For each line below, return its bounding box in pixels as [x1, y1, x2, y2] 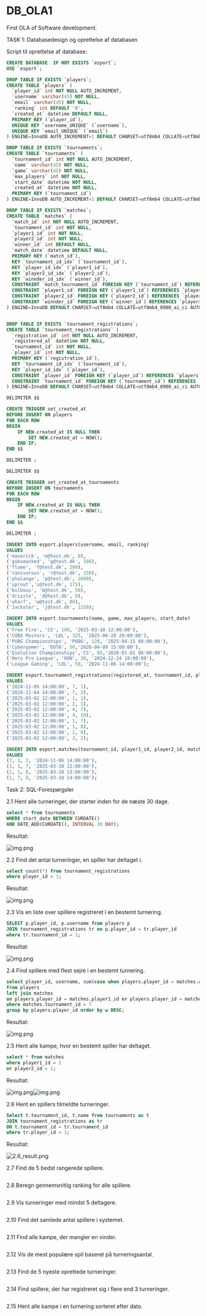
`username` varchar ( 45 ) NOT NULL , [12, 93, 100, 100]
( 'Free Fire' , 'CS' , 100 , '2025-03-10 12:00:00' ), [6, 627, 139, 633]
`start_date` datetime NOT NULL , [12, 179, 97, 185]
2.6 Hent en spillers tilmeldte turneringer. [6, 1100, 110, 1108]
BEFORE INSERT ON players [6, 412, 72, 418]
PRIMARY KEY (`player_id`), [12, 116, 84, 123]
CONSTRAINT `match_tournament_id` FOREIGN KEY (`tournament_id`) [12, 282, 183, 288]
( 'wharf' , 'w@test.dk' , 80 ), [6, 599, 81, 605]
